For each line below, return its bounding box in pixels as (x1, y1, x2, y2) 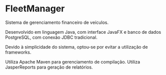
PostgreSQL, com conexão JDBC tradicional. (5, 34, 98, 40)
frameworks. (5, 49, 32, 55)
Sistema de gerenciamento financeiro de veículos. (5, 19, 109, 25)
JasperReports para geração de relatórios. (5, 64, 93, 70)
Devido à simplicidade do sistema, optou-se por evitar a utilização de (5, 44, 148, 50)
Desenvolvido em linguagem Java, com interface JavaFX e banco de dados (5, 29, 161, 35)
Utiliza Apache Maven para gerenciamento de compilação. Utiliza (5, 59, 140, 65)
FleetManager (5, 3, 65, 14)
